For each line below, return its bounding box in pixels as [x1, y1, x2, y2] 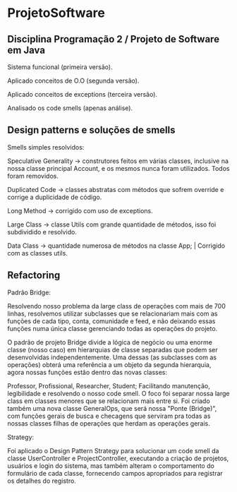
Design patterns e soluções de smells [7, 124, 176, 136]
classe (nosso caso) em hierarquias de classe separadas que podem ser [7, 345, 218, 354]
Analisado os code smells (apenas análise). [7, 104, 133, 112]
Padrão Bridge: [7, 288, 51, 296]
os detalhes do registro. [7, 476, 76, 485]
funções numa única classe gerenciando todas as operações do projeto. [7, 324, 218, 332]
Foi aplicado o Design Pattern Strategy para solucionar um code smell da [7, 446, 219, 455]
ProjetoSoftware [7, 5, 106, 21]
